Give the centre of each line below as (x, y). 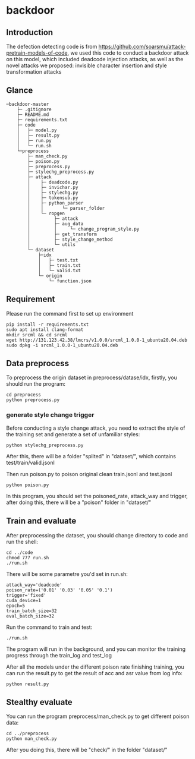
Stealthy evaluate (39, 702)
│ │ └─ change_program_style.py (84, 229)
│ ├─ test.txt (58, 260)
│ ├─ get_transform (62, 234)
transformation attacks (34, 72)
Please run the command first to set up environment (70, 313)
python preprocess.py (33, 400)
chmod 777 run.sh (28, 558)
